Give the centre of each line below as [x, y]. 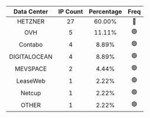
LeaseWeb [31, 80]
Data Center [31, 11]
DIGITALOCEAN [31, 56]
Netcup [31, 93]
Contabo [31, 45]
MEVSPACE [31, 69]
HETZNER [31, 21]
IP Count [71, 11]
